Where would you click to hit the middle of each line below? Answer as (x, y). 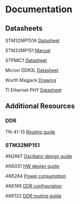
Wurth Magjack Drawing (31, 80)
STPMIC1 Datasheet (26, 60)
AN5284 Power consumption (36, 176)
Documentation (39, 9)
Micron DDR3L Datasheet (32, 70)
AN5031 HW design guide (32, 166)
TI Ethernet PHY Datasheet (34, 90)
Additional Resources (40, 106)
